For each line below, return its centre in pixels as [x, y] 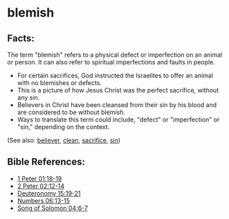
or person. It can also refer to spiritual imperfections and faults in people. [111, 62]
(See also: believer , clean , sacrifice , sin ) [64, 140]
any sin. [28, 97]
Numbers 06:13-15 [44, 200]
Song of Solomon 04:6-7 [53, 208]
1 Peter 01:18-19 [39, 178]
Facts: [21, 38]
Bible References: [46, 162]
